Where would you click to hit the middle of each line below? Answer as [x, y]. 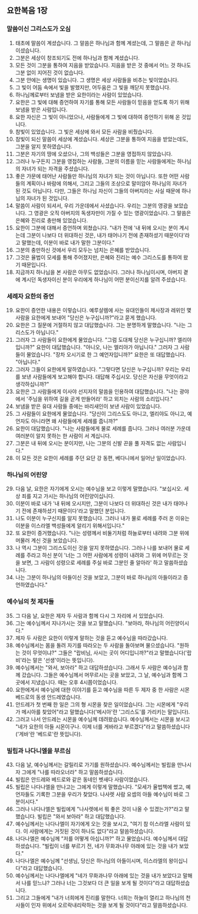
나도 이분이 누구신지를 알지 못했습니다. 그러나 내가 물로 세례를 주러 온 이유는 [103, 518]
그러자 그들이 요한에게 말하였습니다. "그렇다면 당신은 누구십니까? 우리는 [97, 369]
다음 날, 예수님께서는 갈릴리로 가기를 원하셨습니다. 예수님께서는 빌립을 [95, 764]
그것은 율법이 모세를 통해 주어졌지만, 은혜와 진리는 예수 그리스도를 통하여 [98, 257]
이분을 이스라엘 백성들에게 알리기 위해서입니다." [70, 526]
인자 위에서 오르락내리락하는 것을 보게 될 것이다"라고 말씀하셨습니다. [109, 905]
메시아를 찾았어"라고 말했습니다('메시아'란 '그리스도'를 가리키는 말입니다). [106, 712]
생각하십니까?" [32, 384]
